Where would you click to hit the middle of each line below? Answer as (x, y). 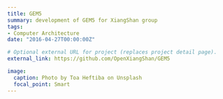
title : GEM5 (24, 14)
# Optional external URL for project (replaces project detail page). (112, 52)
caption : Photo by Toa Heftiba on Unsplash (78, 77)
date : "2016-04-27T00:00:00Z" (51, 40)
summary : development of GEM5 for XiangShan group (82, 20)
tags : (15, 26)
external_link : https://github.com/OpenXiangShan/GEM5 (89, 59)
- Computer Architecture (43, 33)
